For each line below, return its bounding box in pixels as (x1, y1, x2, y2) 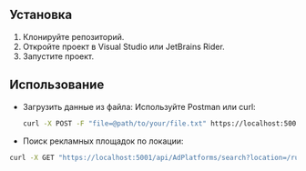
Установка (9, 7, 73, 23)
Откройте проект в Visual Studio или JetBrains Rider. (22, 41, 225, 52)
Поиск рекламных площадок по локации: (22, 136, 184, 146)
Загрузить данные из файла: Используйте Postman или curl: (22, 101, 257, 112)
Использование (9, 77, 105, 93)
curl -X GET (9, 153, 55, 162)
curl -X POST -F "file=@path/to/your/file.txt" (22, 118, 207, 128)
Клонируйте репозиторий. (22, 31, 125, 42)
